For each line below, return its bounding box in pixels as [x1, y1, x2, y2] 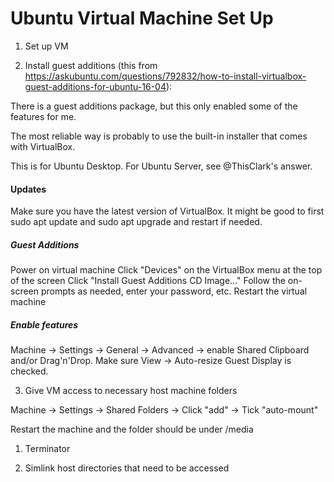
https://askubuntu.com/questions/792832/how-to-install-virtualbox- [24, 70, 307, 82]
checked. [10, 365, 49, 377]
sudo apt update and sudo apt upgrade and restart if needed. [10, 216, 263, 228]
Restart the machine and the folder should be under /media [10, 423, 254, 436]
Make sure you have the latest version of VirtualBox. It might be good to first [10, 205, 325, 217]
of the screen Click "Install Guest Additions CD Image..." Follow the [10, 275, 286, 287]
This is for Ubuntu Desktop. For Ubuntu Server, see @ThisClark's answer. [10, 160, 313, 172]
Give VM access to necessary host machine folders [24, 385, 238, 397]
